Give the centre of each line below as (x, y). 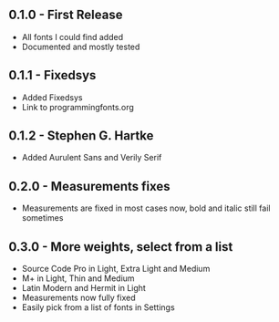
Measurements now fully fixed (78, 298)
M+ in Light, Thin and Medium (78, 278)
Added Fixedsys (52, 97)
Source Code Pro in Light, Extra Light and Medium (116, 269)
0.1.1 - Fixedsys (52, 75)
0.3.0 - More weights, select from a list (121, 247)
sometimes (42, 218)
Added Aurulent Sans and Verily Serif (92, 158)
